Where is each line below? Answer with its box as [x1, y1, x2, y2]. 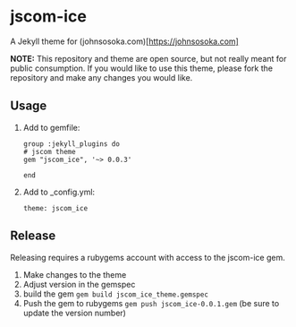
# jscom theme [22, 147, 76, 156]
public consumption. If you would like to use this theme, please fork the [10, 63, 274, 73]
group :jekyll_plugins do [22, 139, 120, 149]
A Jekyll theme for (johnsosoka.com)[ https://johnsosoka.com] [10, 36, 240, 47]
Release [10, 228, 56, 244]
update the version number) [22, 307, 126, 318]
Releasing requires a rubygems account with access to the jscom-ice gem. [10, 252, 285, 262]
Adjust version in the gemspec [22, 279, 136, 289]
